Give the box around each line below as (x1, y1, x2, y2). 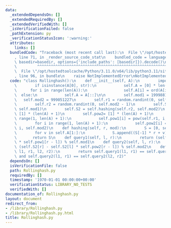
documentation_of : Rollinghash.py (5, 191, 79, 197)
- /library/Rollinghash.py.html (5, 210, 74, 216)
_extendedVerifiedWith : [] (10, 21, 67, 27)
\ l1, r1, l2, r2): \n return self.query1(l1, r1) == (14, 149, 145, 154)
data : (5, 7, 17, 13)
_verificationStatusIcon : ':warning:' (10, 36, 93, 41)
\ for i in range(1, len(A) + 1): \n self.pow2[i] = (14, 120, 167, 126)
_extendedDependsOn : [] (10, 12, 60, 17)
